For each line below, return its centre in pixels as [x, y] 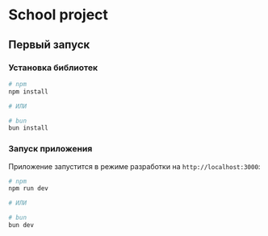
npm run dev [28, 188]
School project [59, 15]
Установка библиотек [53, 68]
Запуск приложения [50, 149]
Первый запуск [49, 45]
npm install [28, 91]
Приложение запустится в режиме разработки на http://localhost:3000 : [134, 166]
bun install [28, 128]
